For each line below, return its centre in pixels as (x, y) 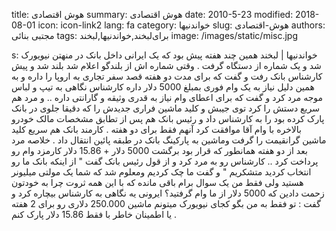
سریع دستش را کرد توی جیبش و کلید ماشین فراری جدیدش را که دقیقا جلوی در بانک (165, 108)
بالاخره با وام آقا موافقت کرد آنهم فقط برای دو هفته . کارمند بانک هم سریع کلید (156, 129)
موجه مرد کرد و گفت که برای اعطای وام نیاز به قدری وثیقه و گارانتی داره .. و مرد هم (167, 97)
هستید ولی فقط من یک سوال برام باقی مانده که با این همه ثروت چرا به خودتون (157, 182)
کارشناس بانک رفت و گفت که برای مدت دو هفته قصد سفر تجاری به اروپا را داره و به (167, 76)
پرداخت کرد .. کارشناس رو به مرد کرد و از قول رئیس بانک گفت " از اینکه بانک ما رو (165, 161)
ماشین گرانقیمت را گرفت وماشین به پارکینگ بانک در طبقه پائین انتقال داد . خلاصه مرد (169, 140)
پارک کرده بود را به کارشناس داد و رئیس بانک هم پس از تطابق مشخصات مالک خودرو (168, 118)
